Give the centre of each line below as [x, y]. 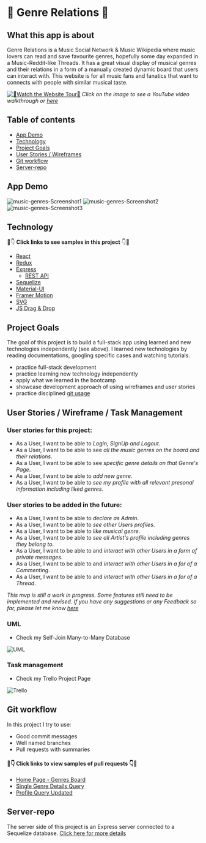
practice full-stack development [56, 368]
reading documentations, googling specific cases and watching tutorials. [98, 355]
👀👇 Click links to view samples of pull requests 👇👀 [72, 764]
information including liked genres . [59, 489]
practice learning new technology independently [77, 374]
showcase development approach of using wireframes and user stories [105, 387]
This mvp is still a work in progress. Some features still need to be [90, 595]
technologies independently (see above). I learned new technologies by [97, 349]
